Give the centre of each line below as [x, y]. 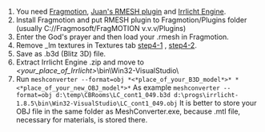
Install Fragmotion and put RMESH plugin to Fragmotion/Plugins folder [131, 20]
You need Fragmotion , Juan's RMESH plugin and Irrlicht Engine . [121, 12]
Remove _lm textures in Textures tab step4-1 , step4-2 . [106, 45]
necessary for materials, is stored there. [82, 120]
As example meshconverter [176, 87]
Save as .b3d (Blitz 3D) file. [61, 54]
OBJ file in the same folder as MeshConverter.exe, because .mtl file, [128, 111]
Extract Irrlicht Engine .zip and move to [80, 62]
